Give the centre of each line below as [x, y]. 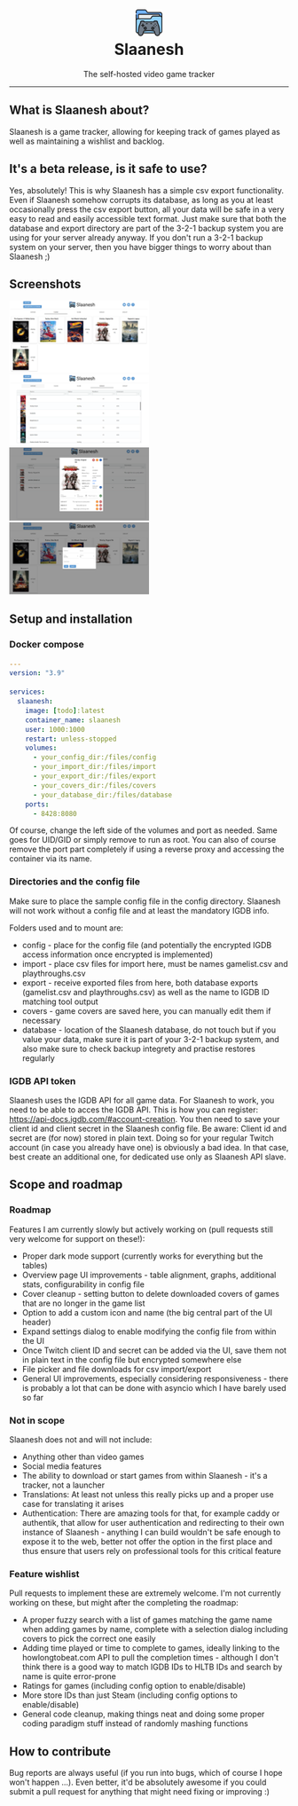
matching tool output [60, 1001]
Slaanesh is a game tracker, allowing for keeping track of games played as [145, 131]
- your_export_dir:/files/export [94, 776]
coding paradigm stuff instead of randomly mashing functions [135, 1724]
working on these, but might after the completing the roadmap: [124, 1603]
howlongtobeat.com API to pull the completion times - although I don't [150, 1658]
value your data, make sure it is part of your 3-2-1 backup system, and [150, 1039]
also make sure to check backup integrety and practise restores [138, 1048]
